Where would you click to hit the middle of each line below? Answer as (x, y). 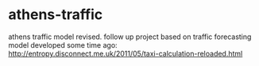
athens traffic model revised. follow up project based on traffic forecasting (130, 37)
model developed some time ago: (63, 45)
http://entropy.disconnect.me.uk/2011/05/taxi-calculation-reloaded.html (126, 53)
